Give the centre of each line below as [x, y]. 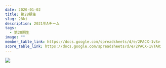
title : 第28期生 [21, 14]
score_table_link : [24, 46]
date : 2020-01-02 [23, 10]
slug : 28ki [16, 19]
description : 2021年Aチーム [33, 23]
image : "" [15, 37]
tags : [11, 28]
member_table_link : [25, 42]
